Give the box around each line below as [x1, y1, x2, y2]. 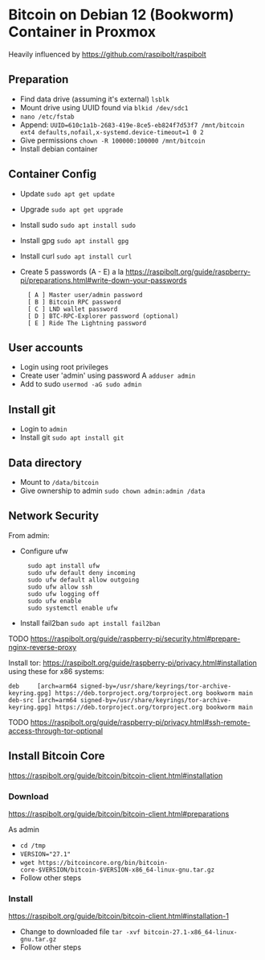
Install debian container [19, 143, 98, 154]
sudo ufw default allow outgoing [27, 576, 140, 584]
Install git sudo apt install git [19, 432, 124, 442]
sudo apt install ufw [27, 561, 100, 569]
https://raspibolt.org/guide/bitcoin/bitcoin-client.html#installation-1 [8, 912, 229, 921]
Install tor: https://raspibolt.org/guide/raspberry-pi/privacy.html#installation [8, 658, 257, 668]
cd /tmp [19, 842, 46, 850]
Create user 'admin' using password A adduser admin [19, 370, 196, 380]
